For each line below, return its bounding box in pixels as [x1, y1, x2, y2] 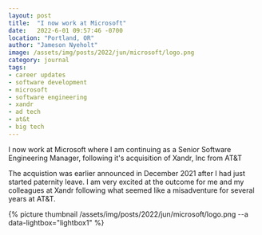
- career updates [8, 71, 66, 79]
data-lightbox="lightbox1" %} [8, 217, 105, 227]
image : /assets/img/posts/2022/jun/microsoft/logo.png [8, 49, 195, 57]
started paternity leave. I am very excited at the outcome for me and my [8, 177, 244, 186]
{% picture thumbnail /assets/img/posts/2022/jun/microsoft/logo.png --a [8, 209, 249, 219]
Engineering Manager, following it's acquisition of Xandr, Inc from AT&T [8, 153, 242, 163]
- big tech [8, 123, 45, 131]
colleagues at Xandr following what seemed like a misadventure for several [8, 185, 255, 195]
